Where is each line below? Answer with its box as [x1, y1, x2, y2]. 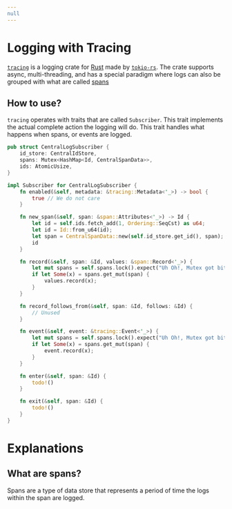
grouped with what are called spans [7, 77, 109, 86]
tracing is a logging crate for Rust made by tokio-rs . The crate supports [7, 63, 214, 71]
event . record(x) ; [43, 347, 95, 354]
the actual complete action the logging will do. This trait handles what [7, 123, 205, 131]
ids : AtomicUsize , [19, 163, 72, 170]
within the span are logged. [7, 493, 85, 501]
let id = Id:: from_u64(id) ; [32, 227, 113, 233]
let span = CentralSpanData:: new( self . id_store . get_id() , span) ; [32, 233, 224, 240]
